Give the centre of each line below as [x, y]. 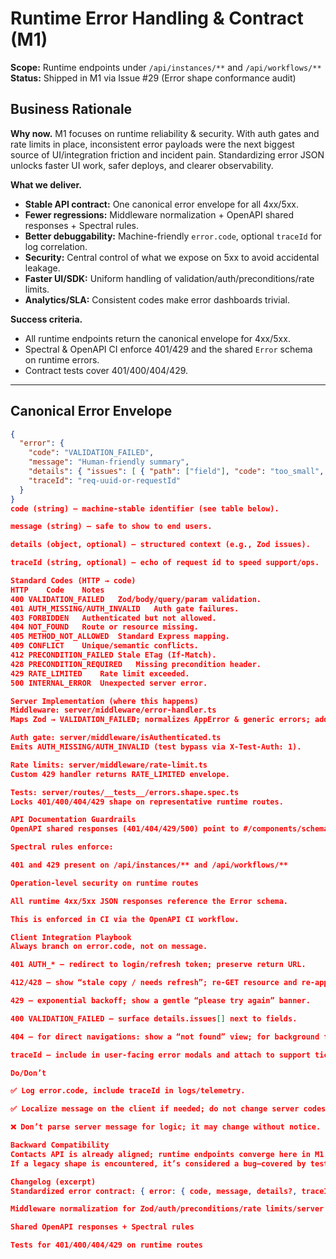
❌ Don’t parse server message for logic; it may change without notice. [166, 1127]
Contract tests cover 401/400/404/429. [106, 370]
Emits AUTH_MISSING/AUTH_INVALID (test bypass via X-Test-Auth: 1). [156, 747]
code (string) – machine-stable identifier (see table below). [145, 508]
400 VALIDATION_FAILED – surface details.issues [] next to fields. [154, 1018]
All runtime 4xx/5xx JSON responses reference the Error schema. [149, 901]
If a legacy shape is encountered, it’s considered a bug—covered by [158, 1163]
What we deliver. [46, 184]
